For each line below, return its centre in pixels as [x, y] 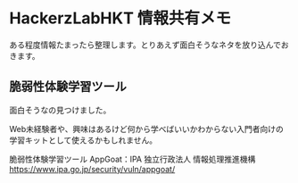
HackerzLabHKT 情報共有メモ [120, 18]
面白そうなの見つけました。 [60, 110]
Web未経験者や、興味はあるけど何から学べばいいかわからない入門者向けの [146, 129]
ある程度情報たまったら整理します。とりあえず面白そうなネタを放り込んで [145, 45]
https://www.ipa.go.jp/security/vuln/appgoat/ [92, 169]
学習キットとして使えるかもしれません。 [83, 140]
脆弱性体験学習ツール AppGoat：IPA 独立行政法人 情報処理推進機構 [132, 159]
